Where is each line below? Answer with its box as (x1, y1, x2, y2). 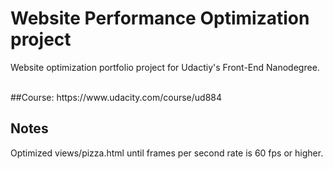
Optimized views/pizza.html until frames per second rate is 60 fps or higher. (10, 147, 324, 159)
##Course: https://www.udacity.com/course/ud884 (10, 91, 223, 103)
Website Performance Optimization (10, 7, 310, 30)
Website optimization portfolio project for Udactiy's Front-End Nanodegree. (10, 61, 320, 73)
